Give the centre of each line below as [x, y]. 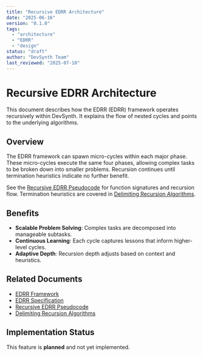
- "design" [26, 46]
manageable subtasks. [43, 234]
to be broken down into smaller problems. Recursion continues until [91, 169]
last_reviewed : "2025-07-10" [43, 63]
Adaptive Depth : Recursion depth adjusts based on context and [95, 254]
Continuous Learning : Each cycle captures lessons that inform [94, 241]
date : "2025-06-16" [31, 18]
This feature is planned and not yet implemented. [68, 347]
